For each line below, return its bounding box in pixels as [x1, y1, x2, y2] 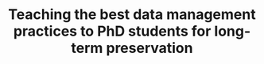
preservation [105, 40, 193, 57]
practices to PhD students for [13, 22, 212, 40]
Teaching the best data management [8, 6, 256, 24]
